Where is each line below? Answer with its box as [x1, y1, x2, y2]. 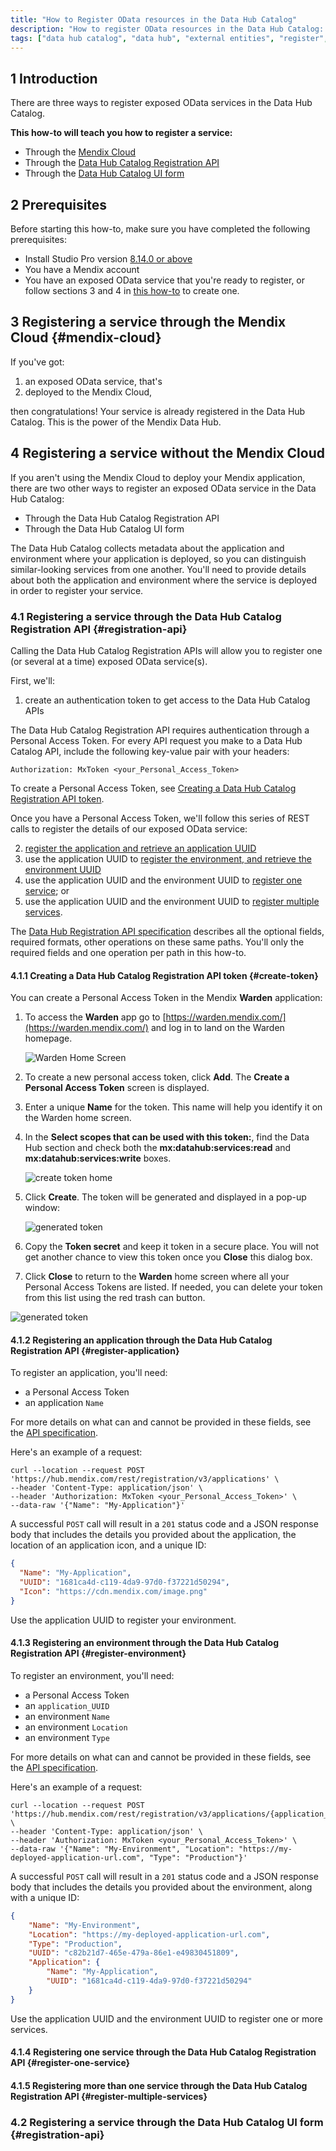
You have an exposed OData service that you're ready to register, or [24, 274, 306, 286]
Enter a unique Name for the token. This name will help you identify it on [24, 1101, 323, 1113]
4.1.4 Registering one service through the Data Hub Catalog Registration [10, 2046, 317, 2058]
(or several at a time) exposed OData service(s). [10, 655, 208, 667]
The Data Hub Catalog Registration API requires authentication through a [10, 724, 310, 736]
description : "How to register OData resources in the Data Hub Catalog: [10, 24, 325, 34]
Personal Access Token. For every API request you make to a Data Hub [10, 734, 303, 746]
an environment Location [24, 1721, 128, 1733]
